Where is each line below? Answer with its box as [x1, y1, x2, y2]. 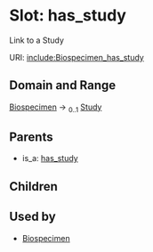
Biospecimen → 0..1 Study [9, 102, 102, 114]
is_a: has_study [21, 153, 78, 164]
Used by [9, 209, 56, 224]
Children [9, 179, 58, 194]
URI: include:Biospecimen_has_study [9, 52, 144, 62]
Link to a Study [9, 35, 65, 45]
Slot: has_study [9, 5, 127, 26]
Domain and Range [9, 77, 117, 93]
